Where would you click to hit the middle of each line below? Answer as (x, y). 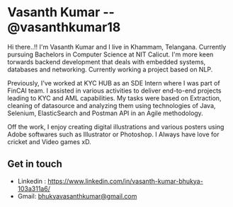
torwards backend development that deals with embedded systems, (107, 61)
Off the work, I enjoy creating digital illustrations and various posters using (116, 126)
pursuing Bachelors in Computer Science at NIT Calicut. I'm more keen (110, 54)
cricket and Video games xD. (49, 141)
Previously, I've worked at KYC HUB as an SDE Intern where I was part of (114, 83)
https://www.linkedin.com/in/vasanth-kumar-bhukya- (125, 181)
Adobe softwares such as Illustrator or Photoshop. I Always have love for (113, 134)
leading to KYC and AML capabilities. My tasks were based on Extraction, (114, 98)
